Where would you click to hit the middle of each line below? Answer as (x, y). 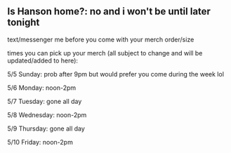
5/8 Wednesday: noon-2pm (47, 114)
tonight (24, 23)
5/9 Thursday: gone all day (46, 128)
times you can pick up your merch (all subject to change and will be (105, 53)
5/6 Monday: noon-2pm (42, 88)
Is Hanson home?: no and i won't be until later (109, 12)
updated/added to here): (43, 60)
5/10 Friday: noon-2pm (40, 142)
